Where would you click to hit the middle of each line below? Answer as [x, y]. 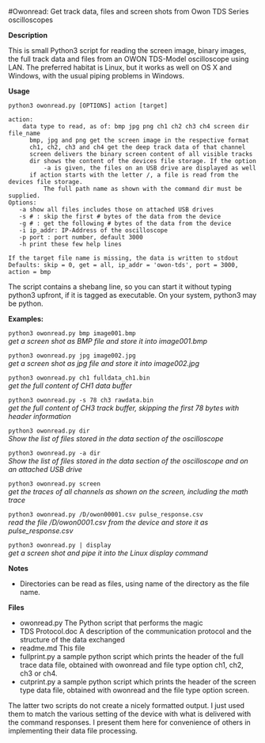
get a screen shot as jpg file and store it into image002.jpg [104, 363]
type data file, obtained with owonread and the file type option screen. [134, 690]
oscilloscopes [31, 20]
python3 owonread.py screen [55, 484]
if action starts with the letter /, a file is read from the [134, 175]
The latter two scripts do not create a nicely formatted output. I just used [127, 705]
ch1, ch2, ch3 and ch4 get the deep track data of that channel [137, 147]
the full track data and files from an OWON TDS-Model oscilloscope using [129, 59]
